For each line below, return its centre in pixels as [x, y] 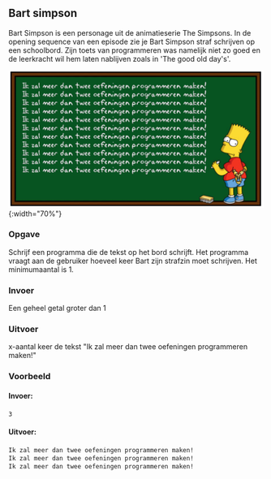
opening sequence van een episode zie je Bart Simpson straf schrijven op [132, 41]
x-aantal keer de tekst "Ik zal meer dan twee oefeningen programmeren [128, 347]
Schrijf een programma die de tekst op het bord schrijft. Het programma [129, 252]
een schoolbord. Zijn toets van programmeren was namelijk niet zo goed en [135, 50]
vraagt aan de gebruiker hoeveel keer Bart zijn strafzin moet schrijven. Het [133, 261]
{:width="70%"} [35, 214]
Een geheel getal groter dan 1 [58, 309]
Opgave [24, 235]
